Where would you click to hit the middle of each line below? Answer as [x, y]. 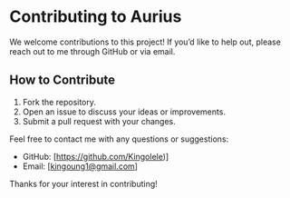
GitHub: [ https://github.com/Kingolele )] [96, 156]
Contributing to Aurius [96, 17]
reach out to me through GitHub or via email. [92, 51]
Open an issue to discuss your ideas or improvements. [124, 112]
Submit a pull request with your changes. [99, 121]
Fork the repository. [59, 102]
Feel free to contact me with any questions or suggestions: [119, 139]
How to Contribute [63, 80]
